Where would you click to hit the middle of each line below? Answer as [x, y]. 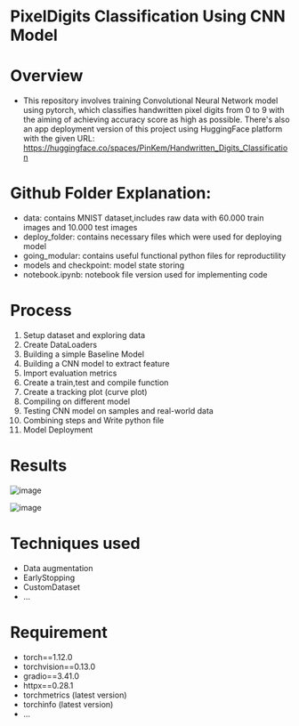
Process [41, 311]
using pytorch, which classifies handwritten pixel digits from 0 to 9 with [154, 110]
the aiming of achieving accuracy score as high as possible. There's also [156, 120]
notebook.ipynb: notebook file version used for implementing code [145, 275]
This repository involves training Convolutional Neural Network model [150, 101]
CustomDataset [52, 587]
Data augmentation [58, 568]
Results [39, 466]
